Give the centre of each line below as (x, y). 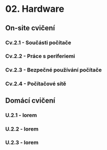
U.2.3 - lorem (22, 143)
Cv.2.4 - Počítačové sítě (36, 84)
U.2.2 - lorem (22, 129)
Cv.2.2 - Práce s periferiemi (40, 56)
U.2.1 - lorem (21, 115)
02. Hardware (35, 9)
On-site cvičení (30, 28)
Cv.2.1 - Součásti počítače (38, 43)
